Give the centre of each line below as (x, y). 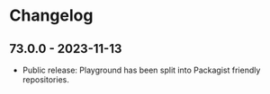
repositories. (45, 80)
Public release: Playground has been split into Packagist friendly (141, 70)
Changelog (51, 16)
